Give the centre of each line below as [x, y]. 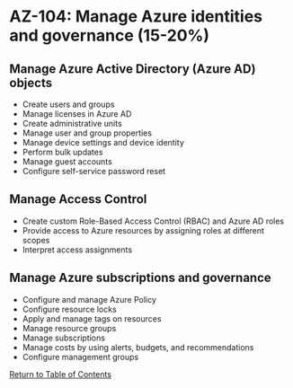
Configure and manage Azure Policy [89, 299]
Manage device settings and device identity [103, 142]
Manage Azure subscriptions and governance [140, 278]
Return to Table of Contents [61, 374]
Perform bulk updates [62, 152]
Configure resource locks [69, 309]
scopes [36, 240]
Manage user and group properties [87, 133]
